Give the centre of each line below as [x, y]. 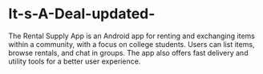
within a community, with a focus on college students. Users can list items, [131, 44]
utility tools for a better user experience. [75, 61]
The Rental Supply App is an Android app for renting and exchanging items [131, 36]
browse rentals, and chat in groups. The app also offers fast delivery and [128, 53]
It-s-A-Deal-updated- [82, 14]
